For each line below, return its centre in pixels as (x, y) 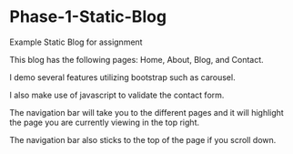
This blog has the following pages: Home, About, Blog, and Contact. (136, 59)
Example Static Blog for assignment (76, 42)
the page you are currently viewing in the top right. (105, 122)
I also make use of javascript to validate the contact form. (117, 95)
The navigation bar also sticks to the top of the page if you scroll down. (143, 139)
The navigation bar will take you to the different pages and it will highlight (146, 112)
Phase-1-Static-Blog (88, 17)
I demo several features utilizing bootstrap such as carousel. (122, 77)
